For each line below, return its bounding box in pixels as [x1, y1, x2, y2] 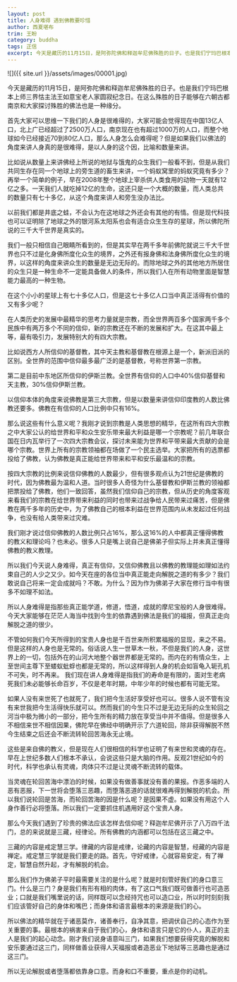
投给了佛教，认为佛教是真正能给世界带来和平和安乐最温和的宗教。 [7, 454, 199, 462]
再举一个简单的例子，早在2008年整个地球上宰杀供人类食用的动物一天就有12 [7, 175, 227, 184]
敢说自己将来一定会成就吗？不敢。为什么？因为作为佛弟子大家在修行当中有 [7, 578, 224, 587]
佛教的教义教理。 [7, 546, 57, 554]
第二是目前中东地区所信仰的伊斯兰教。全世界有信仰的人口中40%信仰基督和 [7, 371, 226, 380]
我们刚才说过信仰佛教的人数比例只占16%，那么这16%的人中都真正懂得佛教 [7, 528, 224, 537]
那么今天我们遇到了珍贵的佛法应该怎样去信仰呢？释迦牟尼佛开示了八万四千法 [7, 818, 230, 827]
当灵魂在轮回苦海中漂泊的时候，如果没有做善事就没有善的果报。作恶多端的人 [7, 777, 230, 786]
